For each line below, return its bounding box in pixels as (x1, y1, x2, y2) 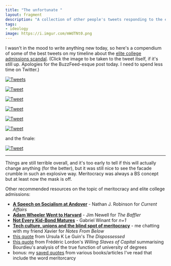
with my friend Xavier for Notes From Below (12, 228, 104, 234)
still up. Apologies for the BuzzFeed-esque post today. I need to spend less (5, 61, 163, 67)
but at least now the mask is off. (5, 176, 72, 182)
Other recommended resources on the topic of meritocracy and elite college (5, 186, 165, 192)
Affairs (12, 207, 27, 212)
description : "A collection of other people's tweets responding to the (5, 17, 163, 22)
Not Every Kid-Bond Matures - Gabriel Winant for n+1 (12, 217, 126, 223)
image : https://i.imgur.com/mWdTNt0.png (5, 31, 93, 36)
